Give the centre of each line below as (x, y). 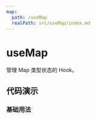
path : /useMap (29, 17)
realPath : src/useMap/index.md (51, 23)
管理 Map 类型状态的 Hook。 (42, 70)
